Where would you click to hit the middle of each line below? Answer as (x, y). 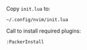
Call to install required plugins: (43, 31)
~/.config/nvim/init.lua (37, 20)
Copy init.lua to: (28, 9)
